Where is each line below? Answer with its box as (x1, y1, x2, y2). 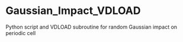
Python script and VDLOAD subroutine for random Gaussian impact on (5, 23, 178, 30)
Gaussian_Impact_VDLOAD (5, 4, 141, 17)
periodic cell (5, 29, 36, 36)
